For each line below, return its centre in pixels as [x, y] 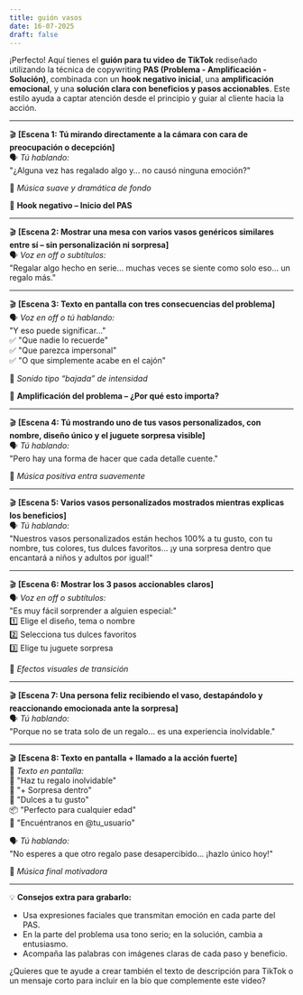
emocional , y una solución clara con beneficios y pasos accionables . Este [150, 89]
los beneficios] [38, 516]
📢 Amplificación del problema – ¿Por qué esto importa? [114, 396]
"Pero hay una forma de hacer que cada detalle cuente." [114, 459]
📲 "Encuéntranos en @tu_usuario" [72, 823]
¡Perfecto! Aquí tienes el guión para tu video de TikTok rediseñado [133, 60]
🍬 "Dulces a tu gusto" [49, 800]
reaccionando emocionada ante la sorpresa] [94, 708]
